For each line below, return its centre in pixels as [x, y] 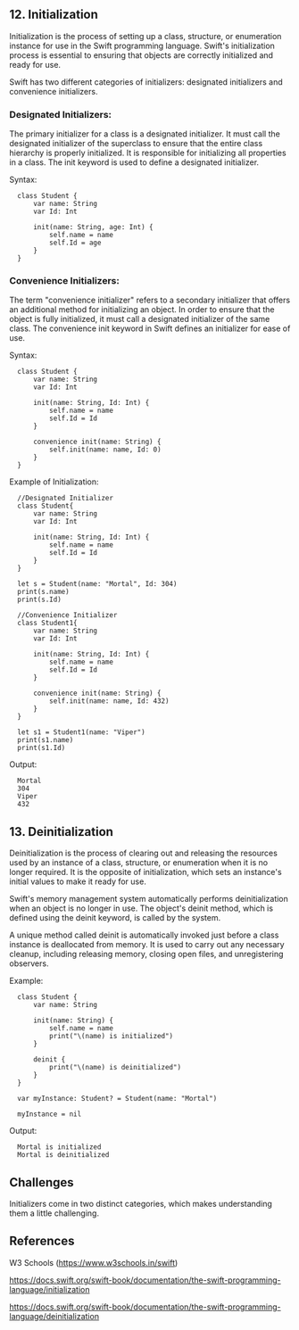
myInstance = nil [50, 1114]
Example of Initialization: [54, 482]
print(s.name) [43, 592]
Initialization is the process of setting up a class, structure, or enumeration [145, 36]
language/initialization [50, 1289]
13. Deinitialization [62, 832]
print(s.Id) [40, 600]
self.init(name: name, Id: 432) [109, 701]
